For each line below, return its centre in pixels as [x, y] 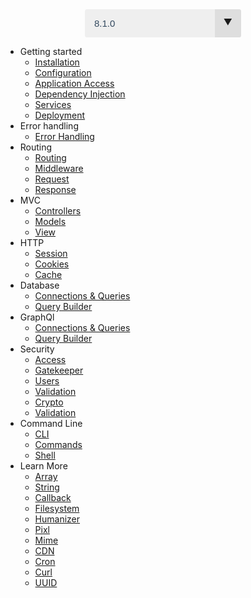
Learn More [43, 466]
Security [37, 349]
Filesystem [57, 508]
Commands [58, 444]
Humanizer [57, 519]
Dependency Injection [80, 94]
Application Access [74, 83]
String [47, 487]
